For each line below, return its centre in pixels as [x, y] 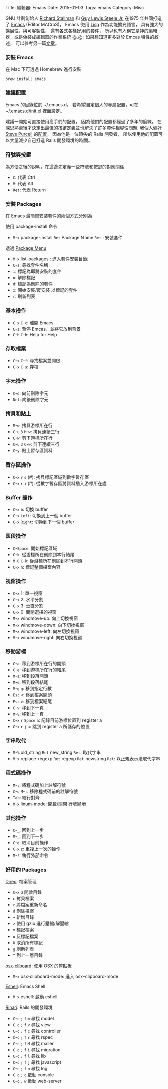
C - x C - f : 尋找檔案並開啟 [36, 360]
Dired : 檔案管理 [21, 882]
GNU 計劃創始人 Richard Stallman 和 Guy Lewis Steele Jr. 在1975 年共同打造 [84, 18]
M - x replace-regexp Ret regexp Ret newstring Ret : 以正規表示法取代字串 [87, 759]
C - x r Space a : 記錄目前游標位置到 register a [57, 720]
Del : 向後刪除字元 [30, 400]
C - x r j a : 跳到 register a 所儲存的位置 [51, 726]
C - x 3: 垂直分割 [28, 606]
